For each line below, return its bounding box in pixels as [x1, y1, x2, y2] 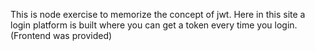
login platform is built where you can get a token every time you [10, 19, 273, 31]
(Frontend [10, 30, 52, 41]
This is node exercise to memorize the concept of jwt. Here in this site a [10, 9, 306, 20]
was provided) [53, 30, 113, 41]
